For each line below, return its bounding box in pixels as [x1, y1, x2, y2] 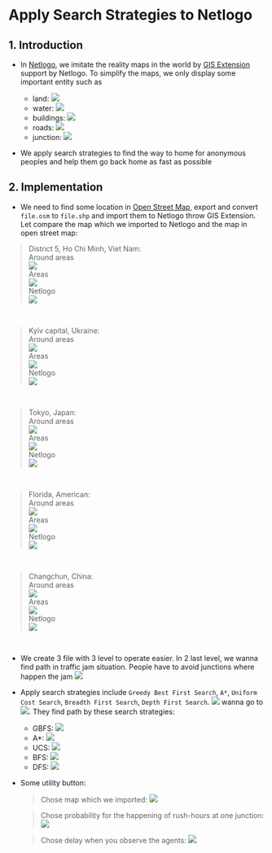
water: [32, 103, 55, 113]
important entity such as [20, 77, 103, 86]
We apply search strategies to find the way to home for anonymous [20, 148, 247, 158]
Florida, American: [28, 489, 91, 499]
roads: [32, 123, 55, 132]
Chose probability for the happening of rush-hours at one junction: [40, 810, 265, 820]
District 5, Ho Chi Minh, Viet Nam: [28, 243, 142, 253]
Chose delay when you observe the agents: [40, 835, 187, 845]
